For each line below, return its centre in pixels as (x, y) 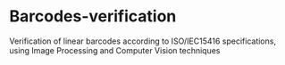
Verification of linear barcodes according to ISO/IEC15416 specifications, (143, 41)
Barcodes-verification (93, 16)
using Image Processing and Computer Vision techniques (115, 50)
